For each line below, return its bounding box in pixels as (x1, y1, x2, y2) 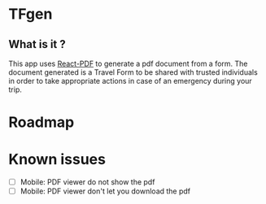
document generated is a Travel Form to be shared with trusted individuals (8, 67, 258, 77)
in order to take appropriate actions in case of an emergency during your (8, 76, 252, 85)
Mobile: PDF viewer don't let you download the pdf (20, 186, 191, 196)
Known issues (8, 150, 106, 169)
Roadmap (8, 113, 75, 132)
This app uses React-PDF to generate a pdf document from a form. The (8, 59, 248, 68)
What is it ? (8, 37, 67, 51)
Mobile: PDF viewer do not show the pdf (20, 177, 155, 187)
